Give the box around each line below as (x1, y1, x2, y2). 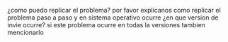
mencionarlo (7, 28, 44, 36)
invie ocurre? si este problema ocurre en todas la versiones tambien (7, 21, 205, 29)
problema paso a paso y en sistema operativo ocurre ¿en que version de (7, 13, 219, 22)
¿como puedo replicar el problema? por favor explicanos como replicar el (7, 6, 221, 14)
